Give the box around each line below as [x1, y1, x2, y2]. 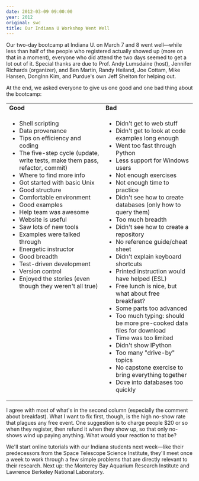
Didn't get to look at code [115, 127, 186, 135]
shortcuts [115, 260, 142, 268]
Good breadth [19, 253, 58, 261]
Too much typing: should [115, 312, 185, 320]
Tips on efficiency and [19, 134, 81, 143]
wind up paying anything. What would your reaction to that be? [23, 432, 176, 439]
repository [115, 230, 145, 238]
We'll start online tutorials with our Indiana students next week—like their [6, 443, 184, 450]
